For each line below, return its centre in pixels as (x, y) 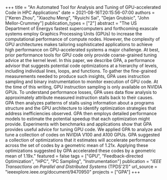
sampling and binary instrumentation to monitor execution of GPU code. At (82, 81)
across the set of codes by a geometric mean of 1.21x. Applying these (77, 145)
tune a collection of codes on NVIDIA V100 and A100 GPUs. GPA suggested (83, 135)
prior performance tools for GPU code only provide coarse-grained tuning (81, 55)
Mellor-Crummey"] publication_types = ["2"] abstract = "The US (71, 23)
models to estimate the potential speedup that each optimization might (78, 119)
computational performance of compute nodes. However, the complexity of (83, 39)
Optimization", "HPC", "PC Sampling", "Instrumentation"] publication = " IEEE (83, 161)
